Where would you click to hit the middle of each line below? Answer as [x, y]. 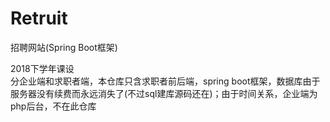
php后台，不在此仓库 [53, 106]
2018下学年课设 [42, 68]
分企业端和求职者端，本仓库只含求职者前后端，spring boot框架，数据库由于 [165, 81]
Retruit [39, 18]
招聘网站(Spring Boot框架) [64, 47]
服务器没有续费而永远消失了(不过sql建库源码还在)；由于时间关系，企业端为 [164, 93]
